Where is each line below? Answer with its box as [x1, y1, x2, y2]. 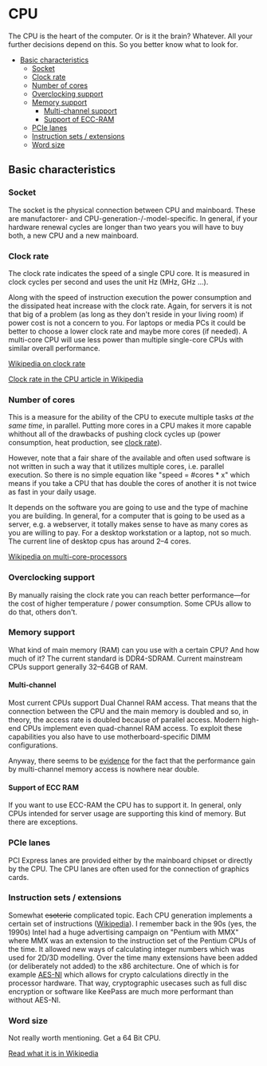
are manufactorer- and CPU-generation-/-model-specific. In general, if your [8, 213, 258, 223]
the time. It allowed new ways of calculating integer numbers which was [8, 944, 245, 953]
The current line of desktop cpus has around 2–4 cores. [8, 536, 191, 547]
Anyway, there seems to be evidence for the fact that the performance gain [8, 756, 256, 766]
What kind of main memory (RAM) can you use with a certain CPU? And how [8, 645, 260, 654]
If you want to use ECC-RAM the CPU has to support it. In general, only [8, 800, 241, 810]
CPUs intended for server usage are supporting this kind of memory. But [8, 809, 246, 819]
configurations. [8, 740, 58, 750]
